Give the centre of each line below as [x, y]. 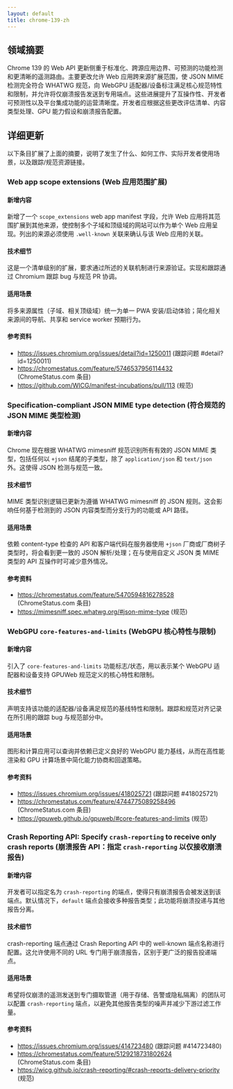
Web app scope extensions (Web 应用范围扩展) [87, 182]
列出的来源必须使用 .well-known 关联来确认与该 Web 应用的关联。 [113, 234]
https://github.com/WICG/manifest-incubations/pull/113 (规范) [105, 385]
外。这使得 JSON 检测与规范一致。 [57, 467]
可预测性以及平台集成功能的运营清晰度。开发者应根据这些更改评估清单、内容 [116, 103]
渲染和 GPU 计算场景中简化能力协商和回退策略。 [76, 760]
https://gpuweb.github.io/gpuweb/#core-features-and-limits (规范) [112, 819]
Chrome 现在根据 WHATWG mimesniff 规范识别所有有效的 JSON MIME [108, 450]
